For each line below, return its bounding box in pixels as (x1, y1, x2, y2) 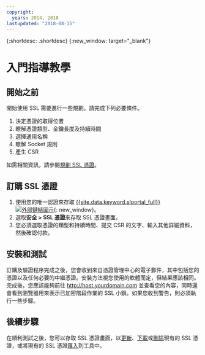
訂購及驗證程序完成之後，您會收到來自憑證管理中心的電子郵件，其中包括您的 (6, 267, 199, 273)
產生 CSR (15, 148, 39, 155)
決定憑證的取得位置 (15, 117, 64, 125)
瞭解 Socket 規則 (15, 141, 58, 148)
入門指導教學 (6, 61, 72, 74)
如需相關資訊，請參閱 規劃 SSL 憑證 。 (6, 161, 100, 169)
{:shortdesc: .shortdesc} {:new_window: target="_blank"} (6, 37, 151, 45)
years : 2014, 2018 (12, 15, 59, 21)
